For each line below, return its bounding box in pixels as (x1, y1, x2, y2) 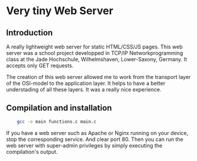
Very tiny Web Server (6, 4, 114, 18)
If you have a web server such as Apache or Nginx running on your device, (6, 129, 189, 136)
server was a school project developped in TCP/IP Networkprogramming (6, 50, 183, 57)
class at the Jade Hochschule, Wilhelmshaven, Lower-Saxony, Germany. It (6, 56, 188, 63)
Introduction (6, 28, 53, 38)
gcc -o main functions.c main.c (17, 119, 96, 124)
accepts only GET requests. (6, 62, 74, 69)
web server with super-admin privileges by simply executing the (6, 142, 163, 149)
